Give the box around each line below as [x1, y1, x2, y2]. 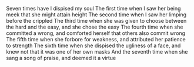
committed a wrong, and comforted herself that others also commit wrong [6, 30, 186, 37]
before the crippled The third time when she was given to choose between [6, 17, 187, 24]
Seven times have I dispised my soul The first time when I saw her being [6, 5, 181, 12]
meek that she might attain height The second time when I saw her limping [6, 11, 187, 18]
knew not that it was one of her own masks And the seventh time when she [6, 48, 188, 55]
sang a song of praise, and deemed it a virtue [6, 55, 116, 61]
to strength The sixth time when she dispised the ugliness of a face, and [6, 42, 181, 49]
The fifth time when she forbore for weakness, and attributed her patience [6, 36, 186, 43]
